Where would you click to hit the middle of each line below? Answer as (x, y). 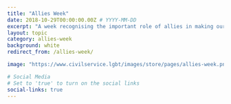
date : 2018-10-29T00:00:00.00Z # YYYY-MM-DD (72, 20)
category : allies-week (40, 39)
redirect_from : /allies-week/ (51, 52)
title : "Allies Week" (38, 13)
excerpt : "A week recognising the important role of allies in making (110, 26)
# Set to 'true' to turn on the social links (73, 83)
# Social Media (29, 76)
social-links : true (35, 90)
